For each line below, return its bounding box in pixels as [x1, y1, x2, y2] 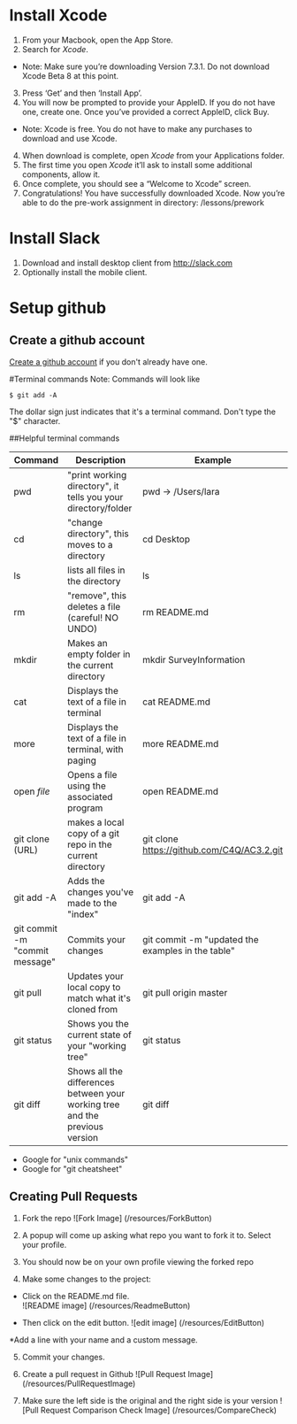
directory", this [67, 527, 130, 540]
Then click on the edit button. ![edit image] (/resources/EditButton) [21, 1317, 265, 1328]
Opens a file [67, 768, 118, 781]
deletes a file [67, 600, 121, 612]
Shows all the [67, 1065, 124, 1077]
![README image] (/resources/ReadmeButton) [21, 1300, 191, 1311]
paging [67, 754, 97, 766]
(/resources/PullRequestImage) [21, 1378, 136, 1389]
